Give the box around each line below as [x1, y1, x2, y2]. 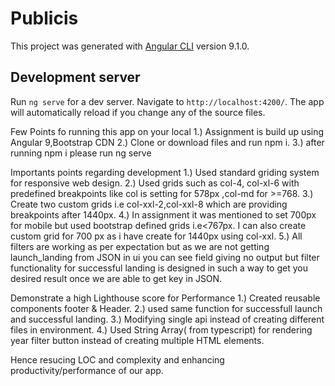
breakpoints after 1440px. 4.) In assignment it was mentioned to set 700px [10, 208, 317, 221]
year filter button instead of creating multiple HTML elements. [10, 334, 265, 346]
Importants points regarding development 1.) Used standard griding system [10, 166, 320, 178]
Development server [10, 69, 141, 86]
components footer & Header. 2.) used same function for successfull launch [10, 302, 323, 314]
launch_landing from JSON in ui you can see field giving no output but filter [10, 251, 320, 263]
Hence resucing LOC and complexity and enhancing [10, 353, 225, 366]
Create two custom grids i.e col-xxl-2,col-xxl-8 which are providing [10, 198, 288, 210]
